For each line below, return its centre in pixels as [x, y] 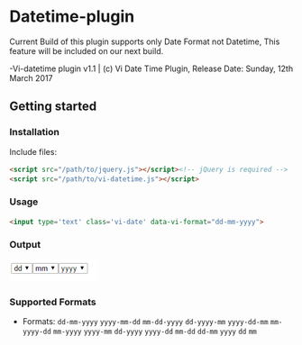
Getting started [53, 107]
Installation [35, 132]
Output [25, 245]
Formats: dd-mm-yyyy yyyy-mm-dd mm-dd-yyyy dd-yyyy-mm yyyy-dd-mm [145, 322]
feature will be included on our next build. [87, 50]
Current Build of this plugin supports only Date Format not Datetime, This [145, 41]
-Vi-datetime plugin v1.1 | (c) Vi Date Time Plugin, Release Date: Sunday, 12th [151, 68]
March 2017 [31, 77]
